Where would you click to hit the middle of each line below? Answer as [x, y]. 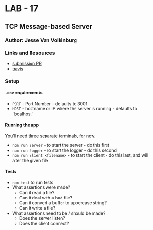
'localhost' [23, 114]
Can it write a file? [37, 208]
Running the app [22, 125]
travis [17, 69]
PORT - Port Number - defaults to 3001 [50, 103]
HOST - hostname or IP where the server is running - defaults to [74, 108]
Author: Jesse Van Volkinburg [41, 40]
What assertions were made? [41, 187]
